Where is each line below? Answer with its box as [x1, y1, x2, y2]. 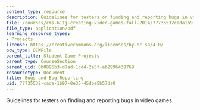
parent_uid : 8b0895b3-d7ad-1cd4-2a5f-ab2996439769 [6, 64, 135, 70]
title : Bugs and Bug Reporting [6, 75, 84, 81]
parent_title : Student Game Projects [6, 53, 100, 59]
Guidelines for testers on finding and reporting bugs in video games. [6, 97, 174, 104]
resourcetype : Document [6, 70, 65, 76]
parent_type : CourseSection [6, 58, 76, 64]
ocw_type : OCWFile [6, 48, 52, 54]
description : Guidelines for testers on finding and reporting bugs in [6, 14, 187, 20]
